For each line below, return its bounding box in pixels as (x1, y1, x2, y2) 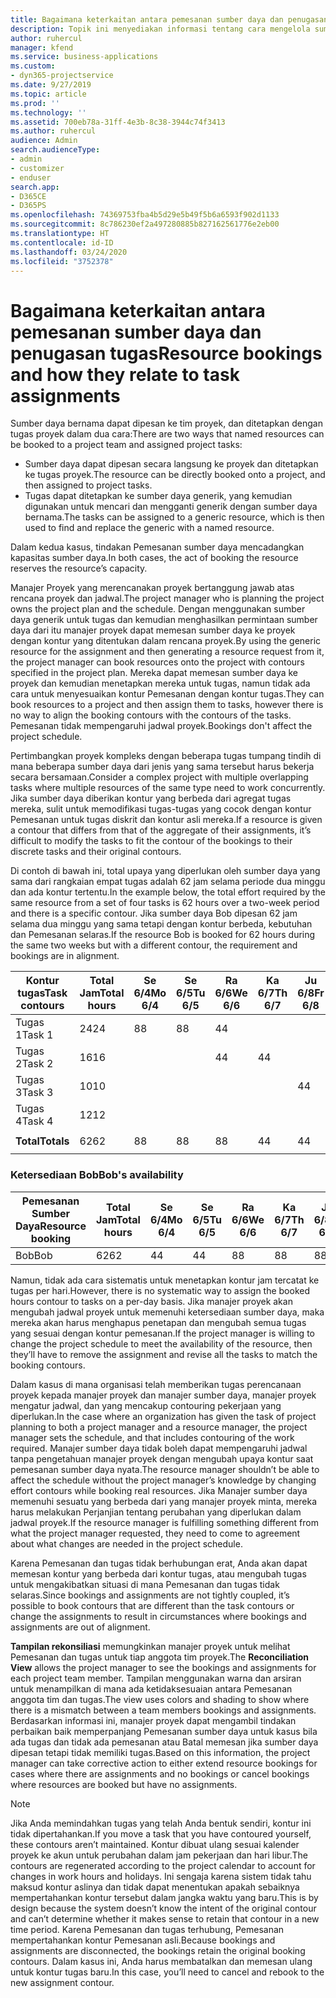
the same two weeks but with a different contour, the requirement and (10, 939, 298, 951)
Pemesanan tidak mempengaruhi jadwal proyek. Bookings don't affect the (10, 720, 313, 732)
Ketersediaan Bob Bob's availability (10, 1168, 184, 1182)
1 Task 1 (15, 1028, 54, 1042)
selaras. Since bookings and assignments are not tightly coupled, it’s (10, 1589, 290, 1601)
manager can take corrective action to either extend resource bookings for (10, 1757, 318, 1769)
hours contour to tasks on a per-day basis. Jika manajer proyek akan (10, 1295, 293, 1307)
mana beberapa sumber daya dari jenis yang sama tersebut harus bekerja (10, 761, 315, 773)
